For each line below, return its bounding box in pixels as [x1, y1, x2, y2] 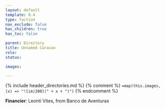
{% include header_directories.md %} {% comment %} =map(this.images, [5, 82, 161, 89]
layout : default [5, 7, 40, 13]
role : [5, 50, 17, 55]
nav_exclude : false [5, 21, 47, 27]
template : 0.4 [5, 12, 36, 17]
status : [5, 55, 22, 60]
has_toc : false [5, 31, 38, 36]
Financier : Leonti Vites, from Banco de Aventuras [5, 98, 109, 104]
